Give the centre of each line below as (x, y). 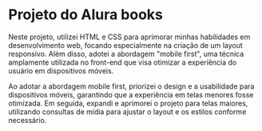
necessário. (28, 120)
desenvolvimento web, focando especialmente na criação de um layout (126, 45)
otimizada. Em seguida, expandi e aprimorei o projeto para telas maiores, (128, 103)
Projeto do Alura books (86, 15)
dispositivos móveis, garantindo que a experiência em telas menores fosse (131, 94)
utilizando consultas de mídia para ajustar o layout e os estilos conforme (127, 111)
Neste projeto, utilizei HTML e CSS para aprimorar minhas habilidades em (129, 37)
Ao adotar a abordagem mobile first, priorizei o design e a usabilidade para (131, 86)
